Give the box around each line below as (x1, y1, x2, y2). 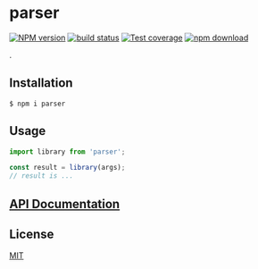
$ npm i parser (9, 99, 66, 108)
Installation (9, 75, 73, 91)
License (9, 226, 54, 241)
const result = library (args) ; (9, 164, 126, 172)
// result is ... (9, 172, 74, 181)
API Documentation (9, 196, 121, 212)
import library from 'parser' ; (9, 147, 126, 156)
